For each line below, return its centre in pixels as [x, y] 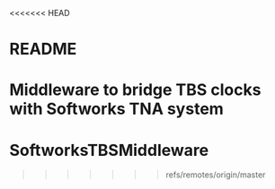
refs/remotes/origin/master [216, 175]
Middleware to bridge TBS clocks [135, 90]
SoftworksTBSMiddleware [109, 150]
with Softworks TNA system [117, 109]
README [43, 49]
